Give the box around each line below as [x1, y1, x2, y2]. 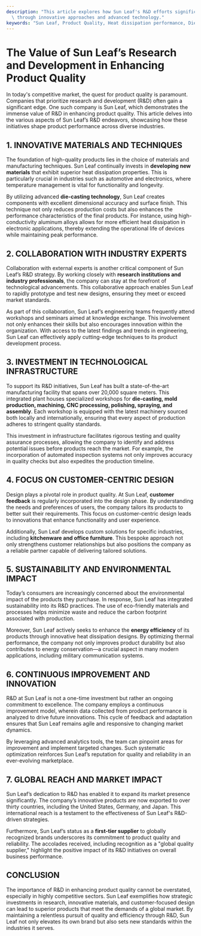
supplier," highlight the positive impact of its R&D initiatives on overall [6, 847, 176, 853]
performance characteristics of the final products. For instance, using [6, 212, 178, 219]
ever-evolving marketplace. [6, 757, 74, 764]
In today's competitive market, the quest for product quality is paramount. [6, 91, 188, 98]
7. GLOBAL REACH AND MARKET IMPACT [6, 774, 163, 784]
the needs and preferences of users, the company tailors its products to [6, 504, 184, 511]
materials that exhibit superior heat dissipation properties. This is [6, 169, 167, 176]
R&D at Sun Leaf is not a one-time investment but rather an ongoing [6, 695, 173, 702]
